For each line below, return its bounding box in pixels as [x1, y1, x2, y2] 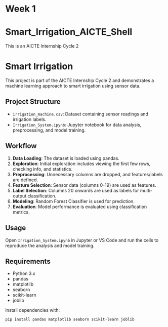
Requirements [5, 257, 51, 266]
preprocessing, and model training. [12, 127, 86, 133]
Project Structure [5, 97, 61, 106]
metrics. [12, 209, 30, 215]
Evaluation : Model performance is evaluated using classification [12, 203, 147, 210]
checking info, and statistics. [12, 166, 73, 172]
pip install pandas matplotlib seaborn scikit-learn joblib [5, 317, 135, 322]
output [12, 193, 27, 199]
